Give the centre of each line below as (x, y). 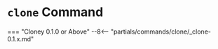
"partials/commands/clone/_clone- (161, 31)
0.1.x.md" (21, 38)
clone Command (55, 12)
